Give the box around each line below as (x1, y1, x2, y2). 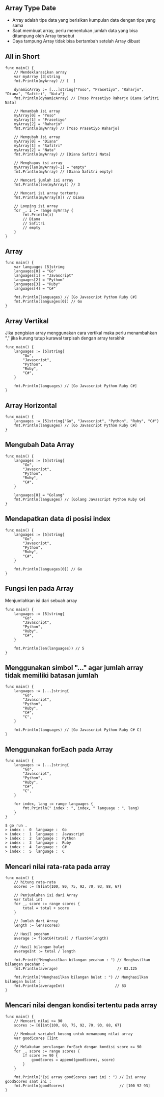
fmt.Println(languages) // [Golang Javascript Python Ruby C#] (14, 497, 146, 502)
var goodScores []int (14, 1036, 58, 1041)
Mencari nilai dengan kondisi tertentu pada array (5, 1001, 158, 1010)
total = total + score (23, 906, 69, 910)
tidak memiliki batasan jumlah (5, 671, 99, 680)
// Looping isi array (14, 203, 58, 209)
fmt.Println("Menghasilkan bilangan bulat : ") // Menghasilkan (14, 975, 148, 980)
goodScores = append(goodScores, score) (31, 1057, 115, 1062)
